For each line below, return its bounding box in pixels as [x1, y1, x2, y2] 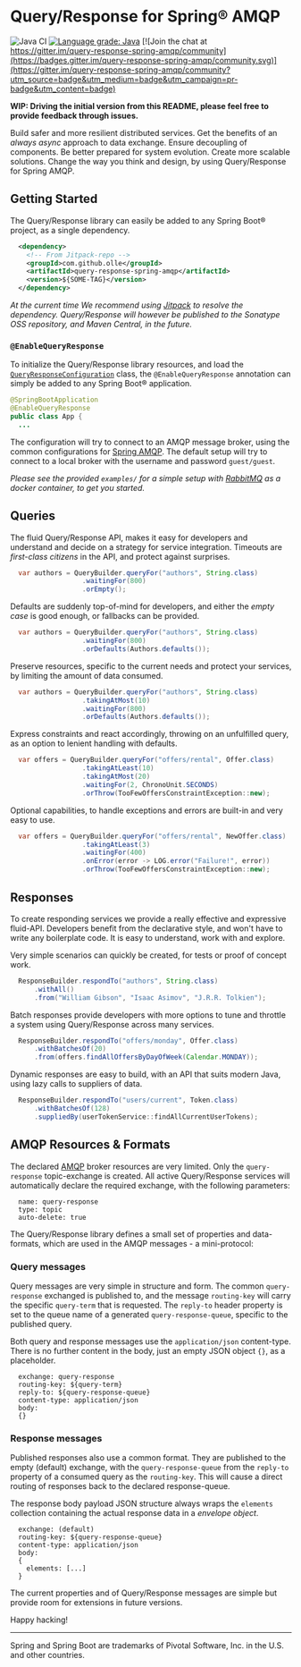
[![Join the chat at [142, 36, 208, 47]
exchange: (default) [18, 1525, 95, 1535]
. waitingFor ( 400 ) [81, 848, 146, 858]
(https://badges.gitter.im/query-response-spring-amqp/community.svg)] [10, 55, 278, 65]
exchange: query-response [18, 1372, 115, 1381]
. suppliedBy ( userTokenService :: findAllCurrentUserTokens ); [33, 1112, 258, 1121]
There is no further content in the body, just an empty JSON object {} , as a [10, 1345, 286, 1356]
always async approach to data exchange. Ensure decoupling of [10, 137, 248, 148]
